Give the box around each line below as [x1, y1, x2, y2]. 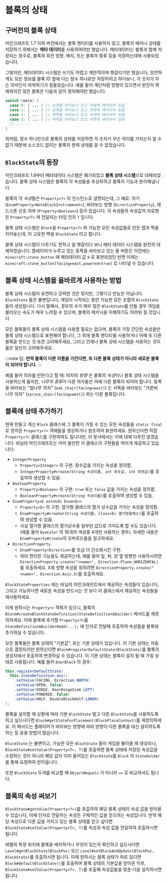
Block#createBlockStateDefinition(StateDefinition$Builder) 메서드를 [5, 610, 150, 617]
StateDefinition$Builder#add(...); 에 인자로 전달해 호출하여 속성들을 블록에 [5, 623, 159, 629]
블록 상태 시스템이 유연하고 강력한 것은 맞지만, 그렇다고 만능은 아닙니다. [5, 290, 144, 296]
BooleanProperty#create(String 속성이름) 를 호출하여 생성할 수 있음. [19, 492, 154, 498]
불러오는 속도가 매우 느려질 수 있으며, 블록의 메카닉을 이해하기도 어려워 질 [5, 309, 148, 315]
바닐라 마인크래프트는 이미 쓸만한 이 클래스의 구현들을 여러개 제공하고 [15, 440, 151, 446]
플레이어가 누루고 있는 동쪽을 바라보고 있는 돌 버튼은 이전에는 [31, 248, 151, 254]
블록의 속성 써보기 [5, 792, 57, 800]
